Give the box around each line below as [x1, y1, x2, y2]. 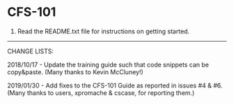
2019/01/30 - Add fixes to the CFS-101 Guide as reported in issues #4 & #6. [7, 81, 223, 89]
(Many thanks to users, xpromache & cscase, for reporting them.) [7, 88, 195, 97]
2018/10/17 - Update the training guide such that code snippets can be [7, 60, 209, 69]
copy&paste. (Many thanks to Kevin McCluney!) [7, 67, 144, 76]
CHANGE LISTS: [7, 46, 54, 55]
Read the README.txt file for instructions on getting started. [17, 27, 190, 35]
